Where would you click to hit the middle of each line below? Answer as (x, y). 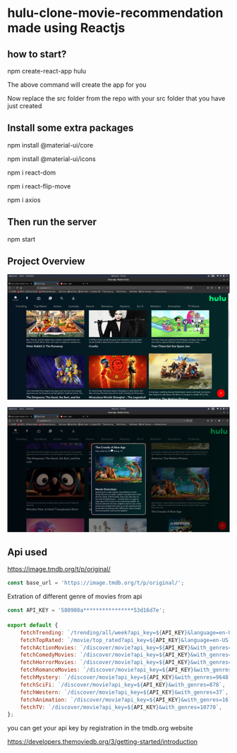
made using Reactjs (66, 28)
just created (25, 106)
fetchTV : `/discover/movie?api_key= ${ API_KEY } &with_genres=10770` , (121, 707)
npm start (22, 239)
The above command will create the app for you (77, 85)
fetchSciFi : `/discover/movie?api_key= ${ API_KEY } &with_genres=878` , (123, 684)
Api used (28, 552)
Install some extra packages (71, 128)
